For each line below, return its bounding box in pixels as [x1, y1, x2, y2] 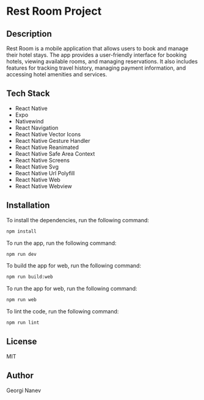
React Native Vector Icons [15, 130, 81, 138]
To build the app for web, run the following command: [6, 262, 142, 269]
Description [6, 29, 52, 39]
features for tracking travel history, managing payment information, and [6, 64, 186, 71]
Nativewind [15, 117, 44, 125]
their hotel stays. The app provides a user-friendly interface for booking [6, 51, 187, 59]
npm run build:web [6, 274, 53, 280]
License [6, 336, 37, 347]
